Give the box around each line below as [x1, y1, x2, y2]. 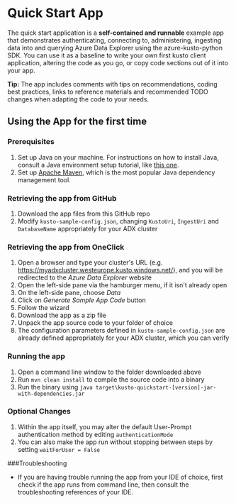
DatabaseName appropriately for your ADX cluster [17, 224, 158, 233]
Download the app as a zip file [17, 311, 106, 320]
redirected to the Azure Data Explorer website [17, 273, 152, 282]
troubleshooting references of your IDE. [17, 487, 133, 496]
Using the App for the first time [7, 116, 147, 128]
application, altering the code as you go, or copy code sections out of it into [7, 58, 229, 67]
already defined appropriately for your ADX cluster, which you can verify [17, 333, 230, 342]
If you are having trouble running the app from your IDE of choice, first [17, 472, 223, 481]
